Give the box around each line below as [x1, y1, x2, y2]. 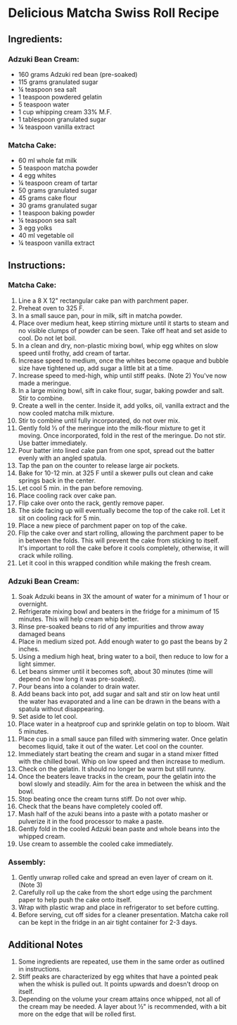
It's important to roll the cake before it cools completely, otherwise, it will [18, 543, 229, 552]
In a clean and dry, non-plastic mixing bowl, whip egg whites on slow [18, 341, 219, 350]
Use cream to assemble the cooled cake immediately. [18, 839, 174, 848]
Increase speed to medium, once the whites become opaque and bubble [18, 356, 229, 365]
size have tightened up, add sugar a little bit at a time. [18, 363, 174, 372]
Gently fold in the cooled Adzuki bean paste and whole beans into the [18, 825, 220, 833]
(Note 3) [18, 880, 43, 890]
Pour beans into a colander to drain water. [18, 682, 140, 691]
